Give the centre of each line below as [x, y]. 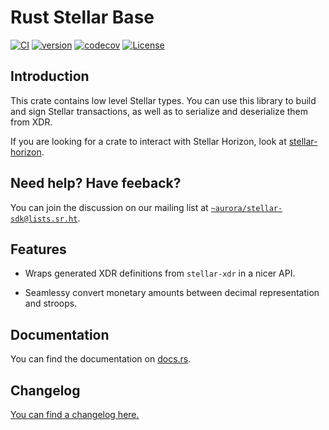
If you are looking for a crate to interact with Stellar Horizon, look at [148, 141]
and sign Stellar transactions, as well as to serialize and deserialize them [159, 111]
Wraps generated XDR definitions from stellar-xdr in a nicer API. [160, 273]
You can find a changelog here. [75, 414]
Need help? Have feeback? [96, 183]
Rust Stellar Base [82, 17]
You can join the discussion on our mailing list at [109, 207]
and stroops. [51, 303]
